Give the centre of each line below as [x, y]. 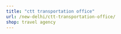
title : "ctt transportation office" [50, 11]
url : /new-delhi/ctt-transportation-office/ [61, 17]
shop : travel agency [31, 22]
